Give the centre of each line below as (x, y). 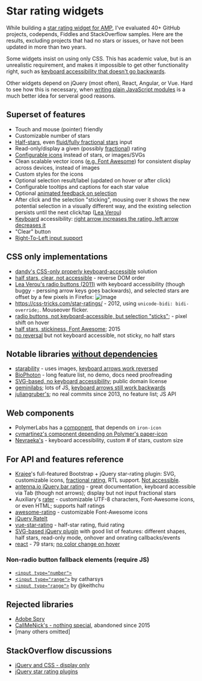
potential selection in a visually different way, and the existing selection (103, 206)
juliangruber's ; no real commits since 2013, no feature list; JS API (95, 394)
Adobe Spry (30, 619)
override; (27, 310)
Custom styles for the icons (49, 174)
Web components (40, 413)
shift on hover (32, 322)
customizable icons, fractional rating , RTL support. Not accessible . (97, 480)
